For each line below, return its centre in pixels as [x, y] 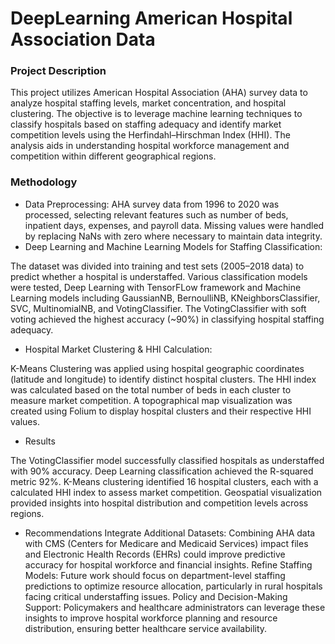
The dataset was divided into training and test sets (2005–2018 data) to [157, 266]
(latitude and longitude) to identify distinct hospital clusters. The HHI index [163, 379]
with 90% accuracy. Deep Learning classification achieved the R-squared [162, 471]
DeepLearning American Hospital [151, 18]
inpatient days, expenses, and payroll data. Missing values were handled [174, 225]
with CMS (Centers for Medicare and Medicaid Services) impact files [166, 543]
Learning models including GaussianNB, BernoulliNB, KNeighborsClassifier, [165, 298]
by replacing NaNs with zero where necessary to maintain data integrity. [173, 236]
